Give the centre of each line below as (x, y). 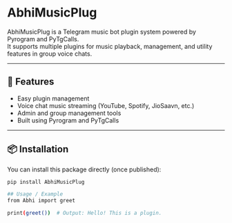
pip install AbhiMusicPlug (46, 182)
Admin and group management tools (69, 113)
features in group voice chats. (50, 54)
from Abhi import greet (41, 201)
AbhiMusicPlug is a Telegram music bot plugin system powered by (102, 32)
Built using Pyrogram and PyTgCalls (68, 120)
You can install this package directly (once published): (84, 169)
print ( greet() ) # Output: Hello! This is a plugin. (85, 213)
